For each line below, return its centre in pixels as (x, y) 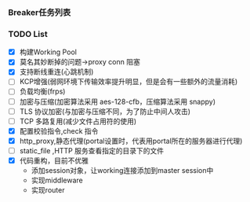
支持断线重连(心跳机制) (56, 72)
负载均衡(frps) (42, 91)
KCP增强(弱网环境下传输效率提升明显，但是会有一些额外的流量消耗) (129, 82)
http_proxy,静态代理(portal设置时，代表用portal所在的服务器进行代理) (131, 141)
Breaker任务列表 (40, 12)
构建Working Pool (48, 52)
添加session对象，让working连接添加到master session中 (122, 170)
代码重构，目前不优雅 (54, 160)
